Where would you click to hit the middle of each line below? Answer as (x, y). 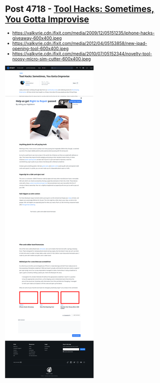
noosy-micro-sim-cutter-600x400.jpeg (51, 59)
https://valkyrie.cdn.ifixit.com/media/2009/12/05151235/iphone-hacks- (83, 33)
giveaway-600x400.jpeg (37, 38)
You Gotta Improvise (47, 19)
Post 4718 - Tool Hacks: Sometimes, (80, 9)
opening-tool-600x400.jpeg (40, 48)
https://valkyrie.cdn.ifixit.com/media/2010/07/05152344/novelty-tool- (82, 53)
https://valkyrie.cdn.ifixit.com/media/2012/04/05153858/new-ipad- (80, 43)
